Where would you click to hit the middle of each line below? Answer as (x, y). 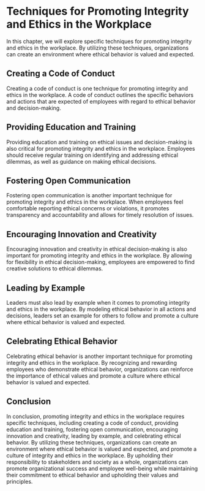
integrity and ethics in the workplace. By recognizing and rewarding (92, 362)
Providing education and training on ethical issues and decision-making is (99, 142)
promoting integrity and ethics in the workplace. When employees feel (95, 202)
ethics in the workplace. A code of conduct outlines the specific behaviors (100, 95)
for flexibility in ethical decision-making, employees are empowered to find (100, 262)
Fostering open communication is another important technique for (89, 196)
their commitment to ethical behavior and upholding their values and (92, 475)
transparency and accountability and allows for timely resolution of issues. (100, 215)
